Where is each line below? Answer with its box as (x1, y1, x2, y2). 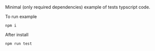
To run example (5, 14, 37, 19)
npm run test (5, 41, 32, 46)
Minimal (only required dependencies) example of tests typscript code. (5, 4, 151, 10)
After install (5, 32, 29, 37)
